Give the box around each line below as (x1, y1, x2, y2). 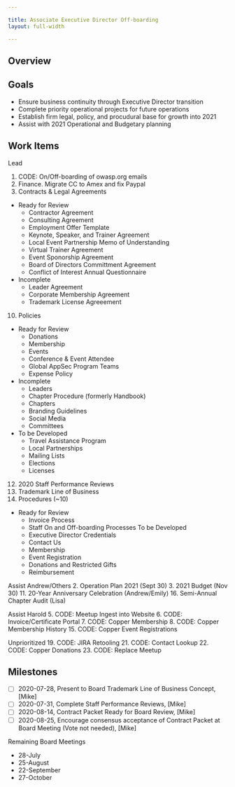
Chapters (28, 399, 55, 407)
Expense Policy (28, 369, 73, 378)
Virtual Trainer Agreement (28, 245, 104, 254)
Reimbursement (28, 568, 75, 576)
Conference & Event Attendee (28, 355, 115, 363)
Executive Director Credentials (28, 531, 117, 539)
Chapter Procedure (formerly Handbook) (28, 392, 146, 400)
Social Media (28, 414, 66, 423)
